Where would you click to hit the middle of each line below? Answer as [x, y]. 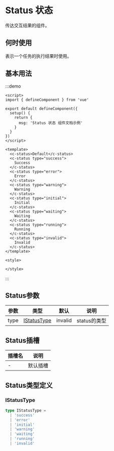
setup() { [20, 113]
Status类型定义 [29, 385]
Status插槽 [22, 340]
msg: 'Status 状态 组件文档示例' [51, 123]
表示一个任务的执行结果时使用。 [38, 56]
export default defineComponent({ [42, 109]
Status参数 [22, 295]
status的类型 [92, 321]
